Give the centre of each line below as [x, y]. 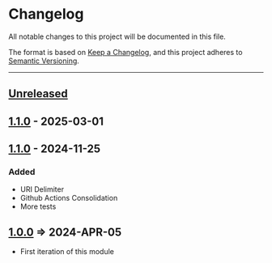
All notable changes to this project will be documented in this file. [117, 36]
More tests [38, 206]
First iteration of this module [67, 252]
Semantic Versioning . [44, 61]
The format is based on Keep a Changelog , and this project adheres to [125, 52]
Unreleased [38, 94]
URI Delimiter [42, 189]
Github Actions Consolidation [69, 198]
